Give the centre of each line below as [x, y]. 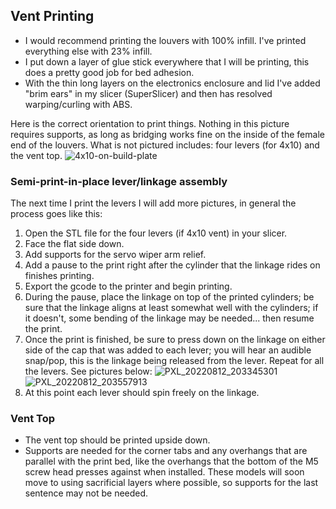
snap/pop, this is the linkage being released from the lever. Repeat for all [174, 361]
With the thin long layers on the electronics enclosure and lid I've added [172, 83]
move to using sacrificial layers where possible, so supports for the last [171, 483]
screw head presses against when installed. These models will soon [164, 472]
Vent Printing [52, 16]
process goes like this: [56, 214]
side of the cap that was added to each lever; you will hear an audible [168, 350]
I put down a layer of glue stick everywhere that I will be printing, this [167, 61]
